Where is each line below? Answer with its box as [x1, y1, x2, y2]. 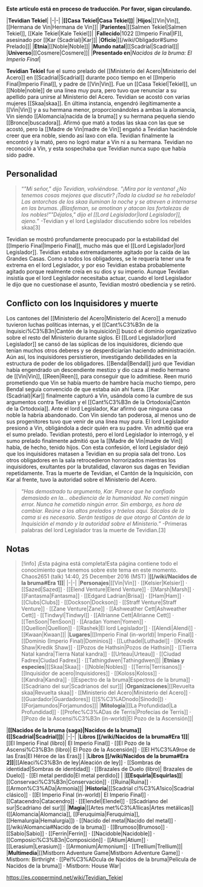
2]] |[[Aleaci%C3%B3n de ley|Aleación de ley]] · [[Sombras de [6, 759, 162, 766]
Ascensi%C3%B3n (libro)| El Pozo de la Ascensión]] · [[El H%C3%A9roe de [6, 746, 196, 753]
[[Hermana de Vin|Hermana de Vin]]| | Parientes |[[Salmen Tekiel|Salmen [6, 24, 187, 30]
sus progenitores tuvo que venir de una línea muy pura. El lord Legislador [6, 417, 189, 425]
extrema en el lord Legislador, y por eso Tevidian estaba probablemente [6, 261, 186, 269]
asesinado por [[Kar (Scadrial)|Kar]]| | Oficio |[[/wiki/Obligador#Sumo [6, 36, 178, 43]
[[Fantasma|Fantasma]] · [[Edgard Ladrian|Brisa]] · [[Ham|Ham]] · [21, 592, 185, 600]
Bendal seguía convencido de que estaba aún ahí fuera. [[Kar [6, 385, 159, 392]
